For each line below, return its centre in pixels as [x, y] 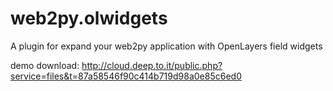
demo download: [45, 65]
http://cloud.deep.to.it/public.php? [152, 65]
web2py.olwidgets [89, 18]
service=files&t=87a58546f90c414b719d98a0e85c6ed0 [126, 76]
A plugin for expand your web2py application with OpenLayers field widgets [166, 46]
